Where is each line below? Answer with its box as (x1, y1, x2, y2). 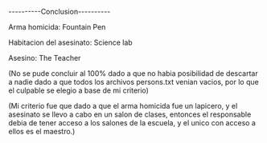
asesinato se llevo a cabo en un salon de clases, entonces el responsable (8, 109, 252, 119)
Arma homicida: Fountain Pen (8, 22, 106, 31)
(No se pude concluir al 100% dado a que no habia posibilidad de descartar (8, 69, 259, 78)
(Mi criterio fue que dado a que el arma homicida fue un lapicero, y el (8, 101, 238, 110)
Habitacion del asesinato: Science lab (8, 38, 133, 47)
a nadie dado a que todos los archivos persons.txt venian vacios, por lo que (8, 77, 259, 86)
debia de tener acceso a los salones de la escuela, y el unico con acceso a (8, 118, 256, 127)
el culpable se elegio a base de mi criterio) (8, 85, 149, 95)
